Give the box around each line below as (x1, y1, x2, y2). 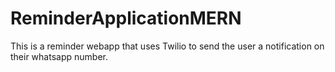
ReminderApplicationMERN (10, 7, 242, 30)
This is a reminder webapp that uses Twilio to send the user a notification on (10, 40, 325, 52)
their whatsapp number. (10, 50, 108, 62)
